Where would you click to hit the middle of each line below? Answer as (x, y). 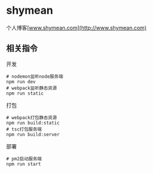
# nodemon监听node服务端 (35, 76)
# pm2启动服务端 (24, 159)
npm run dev (21, 81)
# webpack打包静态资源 (32, 117)
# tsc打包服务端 (24, 129)
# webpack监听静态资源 (32, 88)
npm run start (24, 164)
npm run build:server (33, 134)
